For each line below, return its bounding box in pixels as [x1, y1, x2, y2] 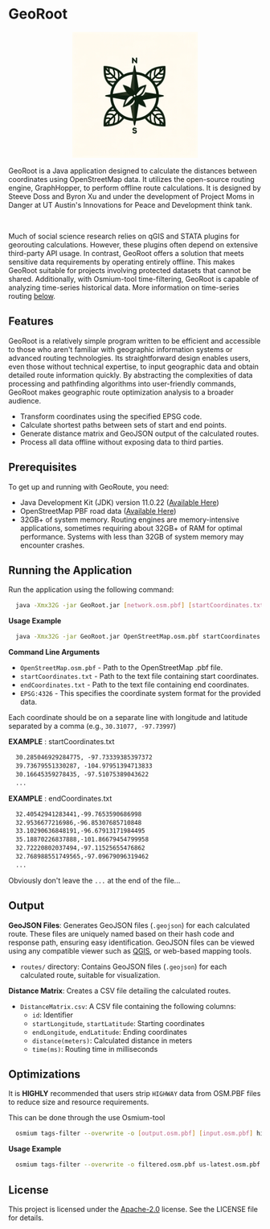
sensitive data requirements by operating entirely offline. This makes [8, 257, 235, 267]
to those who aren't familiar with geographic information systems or [8, 344, 233, 354]
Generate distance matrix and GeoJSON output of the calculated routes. [19, 428, 260, 438]
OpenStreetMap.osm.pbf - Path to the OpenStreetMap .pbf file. [19, 663, 223, 672]
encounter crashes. [19, 540, 85, 550]
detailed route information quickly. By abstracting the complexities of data [8, 370, 253, 379]
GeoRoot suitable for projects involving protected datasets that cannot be [8, 265, 252, 275]
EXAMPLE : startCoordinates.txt [8, 737, 115, 747]
